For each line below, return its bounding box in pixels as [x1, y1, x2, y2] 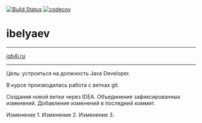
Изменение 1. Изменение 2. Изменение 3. [6, 111, 114, 118]
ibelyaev [6, 27, 50, 40]
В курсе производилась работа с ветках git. [6, 81, 120, 89]
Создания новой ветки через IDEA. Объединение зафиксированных [6, 93, 181, 100]
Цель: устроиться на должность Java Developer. [6, 69, 130, 77]
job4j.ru [6, 52, 26, 60]
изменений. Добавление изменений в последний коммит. [6, 99, 156, 107]
